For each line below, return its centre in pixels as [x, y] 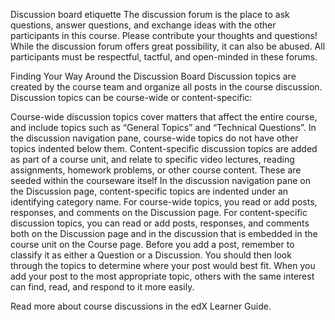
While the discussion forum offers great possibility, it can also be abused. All [168, 46]
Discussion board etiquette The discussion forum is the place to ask [150, 14]
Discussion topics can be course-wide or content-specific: [131, 97]
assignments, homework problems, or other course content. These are [156, 170]
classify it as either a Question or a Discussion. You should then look [151, 255]
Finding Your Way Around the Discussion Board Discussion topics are [153, 76]
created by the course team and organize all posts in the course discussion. [166, 87]
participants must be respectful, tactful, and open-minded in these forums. [164, 57]
